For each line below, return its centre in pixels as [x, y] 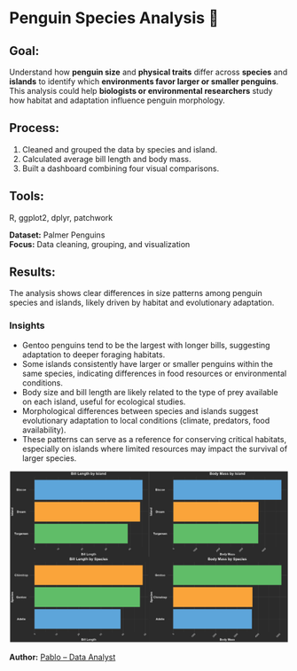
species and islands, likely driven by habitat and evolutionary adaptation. [142, 303]
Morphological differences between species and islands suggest [140, 410]
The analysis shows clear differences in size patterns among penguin [136, 293]
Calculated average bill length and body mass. [107, 159]
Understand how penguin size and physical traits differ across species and [148, 72]
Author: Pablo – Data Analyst [63, 657]
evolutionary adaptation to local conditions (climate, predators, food [146, 420]
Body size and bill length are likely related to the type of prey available [150, 392]
